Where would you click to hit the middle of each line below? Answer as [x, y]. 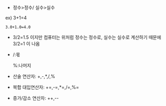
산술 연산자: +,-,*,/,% [34, 76]
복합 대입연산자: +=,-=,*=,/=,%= [46, 87]
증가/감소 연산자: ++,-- [36, 98]
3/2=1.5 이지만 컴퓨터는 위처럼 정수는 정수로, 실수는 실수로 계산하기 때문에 [87, 37]
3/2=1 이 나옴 [26, 44]
